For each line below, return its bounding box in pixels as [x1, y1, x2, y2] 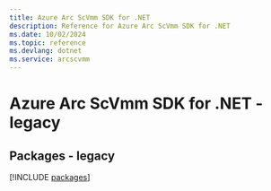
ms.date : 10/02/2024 [9, 30, 87, 39]
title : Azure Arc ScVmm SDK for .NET [9, 13, 151, 22]
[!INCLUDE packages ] [9, 172, 91, 182]
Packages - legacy [9, 148, 115, 163]
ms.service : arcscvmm [9, 55, 91, 64]
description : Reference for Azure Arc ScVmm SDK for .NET [9, 22, 231, 30]
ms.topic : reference [9, 38, 87, 48]
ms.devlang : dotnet [9, 47, 83, 56]
